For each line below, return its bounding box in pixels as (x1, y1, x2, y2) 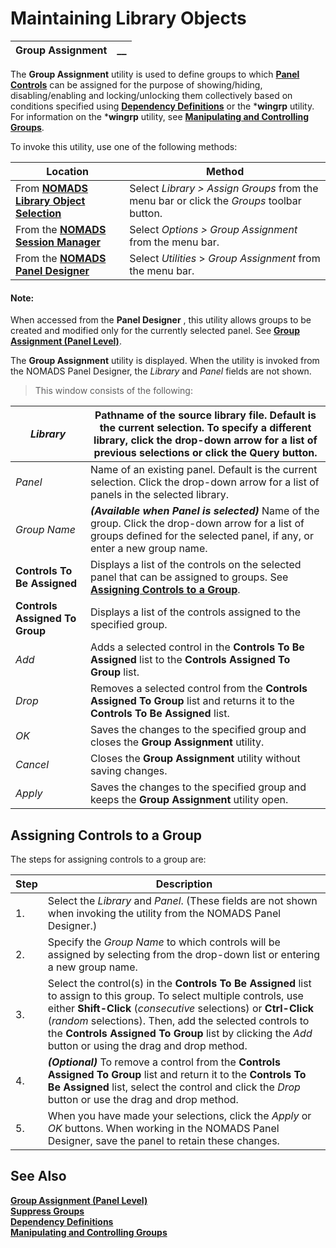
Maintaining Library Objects (10, 7, 247, 30)
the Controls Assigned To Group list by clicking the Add (47, 1026, 313, 1040)
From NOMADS (15, 181, 89, 195)
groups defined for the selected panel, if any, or (90, 529, 314, 543)
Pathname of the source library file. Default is (94, 408, 317, 422)
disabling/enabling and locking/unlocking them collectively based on (10, 89, 293, 101)
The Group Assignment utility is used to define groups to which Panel (10, 68, 300, 80)
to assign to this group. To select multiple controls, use (47, 988, 304, 1002)
